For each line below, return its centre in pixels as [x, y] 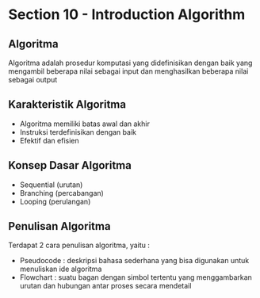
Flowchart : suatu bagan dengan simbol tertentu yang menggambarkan [136, 277]
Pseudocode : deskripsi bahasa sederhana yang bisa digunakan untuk [134, 261]
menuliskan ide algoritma [61, 269]
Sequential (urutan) [51, 185]
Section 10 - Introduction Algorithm [127, 15]
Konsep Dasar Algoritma [70, 165]
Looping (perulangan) [55, 201]
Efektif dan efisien [49, 140]
